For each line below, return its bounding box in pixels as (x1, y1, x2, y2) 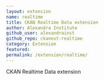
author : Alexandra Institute (6, 25, 78, 31)
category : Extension (6, 41, 57, 47)
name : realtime (6, 14, 43, 20)
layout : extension (6, 8, 51, 15)
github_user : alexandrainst (6, 30, 75, 36)
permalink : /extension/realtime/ (6, 52, 88, 58)
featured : (6, 47, 31, 53)
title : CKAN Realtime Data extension (6, 19, 99, 25)
